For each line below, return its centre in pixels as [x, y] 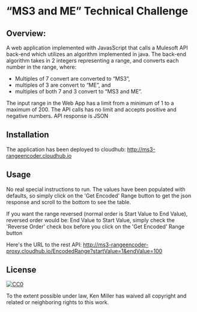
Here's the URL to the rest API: [44, 245]
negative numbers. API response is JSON [57, 116]
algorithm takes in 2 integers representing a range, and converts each [92, 61]
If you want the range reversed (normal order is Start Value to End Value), [97, 214]
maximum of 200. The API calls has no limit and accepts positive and [92, 109]
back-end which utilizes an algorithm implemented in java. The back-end [96, 54]
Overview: [26, 33]
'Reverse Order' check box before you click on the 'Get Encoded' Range [95, 226]
